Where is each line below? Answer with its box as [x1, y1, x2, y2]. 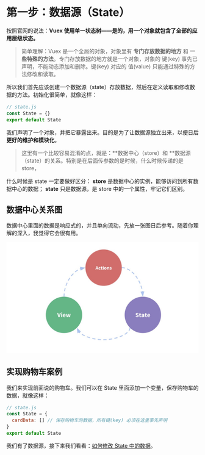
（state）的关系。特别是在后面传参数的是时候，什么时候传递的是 [21, 157, 184, 164]
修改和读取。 [26, 70, 59, 77]
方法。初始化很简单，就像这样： [16, 91, 98, 98]
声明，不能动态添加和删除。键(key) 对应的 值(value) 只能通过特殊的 [21, 62, 190, 70]
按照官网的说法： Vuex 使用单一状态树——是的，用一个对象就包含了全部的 [6, 27, 192, 34]
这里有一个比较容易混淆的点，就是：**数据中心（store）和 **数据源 [21, 149, 191, 156]
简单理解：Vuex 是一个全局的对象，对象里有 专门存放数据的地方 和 [21, 47, 189, 55]
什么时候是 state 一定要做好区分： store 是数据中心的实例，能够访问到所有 [6, 177, 193, 185]
